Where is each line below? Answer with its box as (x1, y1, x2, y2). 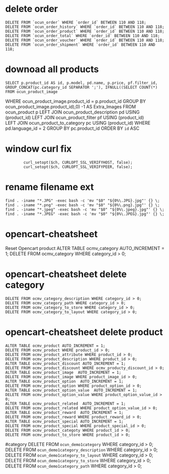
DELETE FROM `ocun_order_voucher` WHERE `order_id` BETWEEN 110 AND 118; (5, 38, 165, 43)
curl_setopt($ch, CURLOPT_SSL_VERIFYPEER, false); (23, 164, 133, 170)
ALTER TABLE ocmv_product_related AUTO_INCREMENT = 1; (5, 401, 126, 406)
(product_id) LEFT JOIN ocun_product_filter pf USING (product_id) (5, 114, 144, 120)
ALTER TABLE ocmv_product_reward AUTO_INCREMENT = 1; (5, 410, 124, 415)
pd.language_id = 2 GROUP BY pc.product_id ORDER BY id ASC (5, 125, 140, 131)
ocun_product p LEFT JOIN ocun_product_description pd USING (5, 109, 140, 115)
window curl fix (5, 143, 72, 155)
